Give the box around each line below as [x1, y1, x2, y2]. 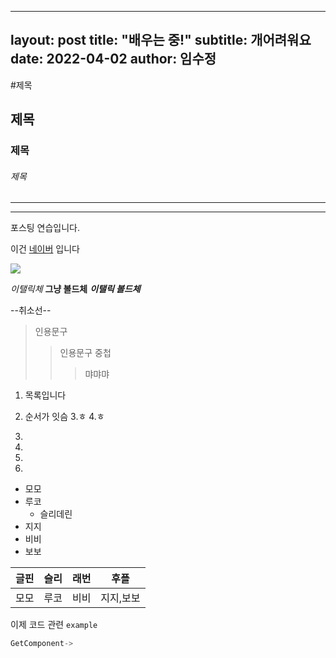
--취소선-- [10, 304, 52, 316]
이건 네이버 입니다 [10, 243, 80, 255]
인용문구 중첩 [59, 347, 112, 359]
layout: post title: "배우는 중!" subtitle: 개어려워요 [10, 32, 312, 49]
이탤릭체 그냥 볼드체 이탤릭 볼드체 [10, 283, 141, 295]
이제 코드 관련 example [10, 619, 98, 631]
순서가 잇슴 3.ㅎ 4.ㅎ [24, 411, 105, 423]
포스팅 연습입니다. [10, 222, 81, 234]
